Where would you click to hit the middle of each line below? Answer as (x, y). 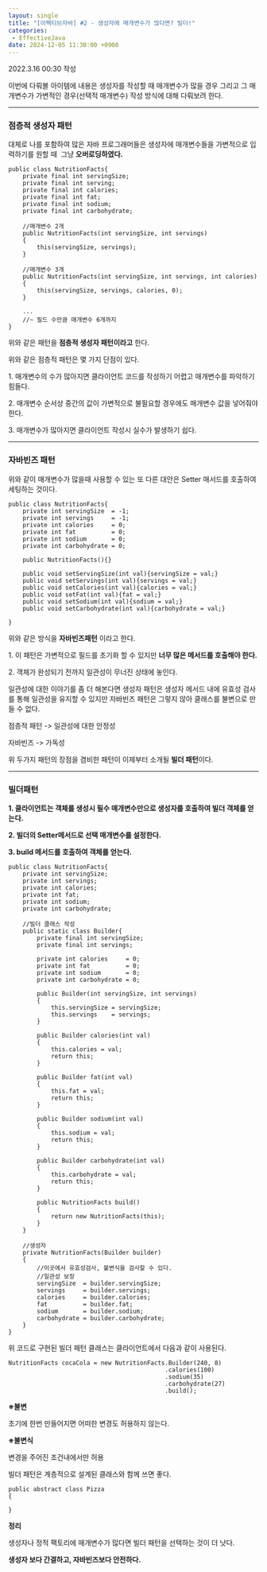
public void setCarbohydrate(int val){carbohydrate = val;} (124, 608)
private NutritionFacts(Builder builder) (92, 1253)
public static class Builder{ (73, 931)
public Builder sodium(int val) (91, 1119)
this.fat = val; (77, 1091)
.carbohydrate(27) (195, 1384)
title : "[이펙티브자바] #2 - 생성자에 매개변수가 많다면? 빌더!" (102, 23)
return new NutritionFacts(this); (108, 1217)
